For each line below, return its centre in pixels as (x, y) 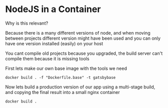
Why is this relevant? (27, 23)
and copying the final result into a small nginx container (63, 92)
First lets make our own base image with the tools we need (66, 68)
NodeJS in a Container (53, 9)
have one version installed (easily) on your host (54, 43)
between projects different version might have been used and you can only (83, 38)
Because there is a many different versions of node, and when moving (78, 33)
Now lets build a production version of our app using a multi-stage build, (80, 87)
